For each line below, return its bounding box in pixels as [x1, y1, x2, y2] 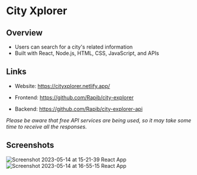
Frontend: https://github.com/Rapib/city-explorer [14, 93, 134, 101]
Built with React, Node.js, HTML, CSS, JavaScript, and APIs [14, 50, 160, 57]
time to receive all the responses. [6, 123, 87, 130]
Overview [6, 28, 43, 38]
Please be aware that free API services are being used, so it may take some [6, 116, 191, 124]
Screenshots [6, 140, 54, 150]
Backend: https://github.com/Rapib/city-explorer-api [14, 105, 143, 112]
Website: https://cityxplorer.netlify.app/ [14, 82, 111, 89]
